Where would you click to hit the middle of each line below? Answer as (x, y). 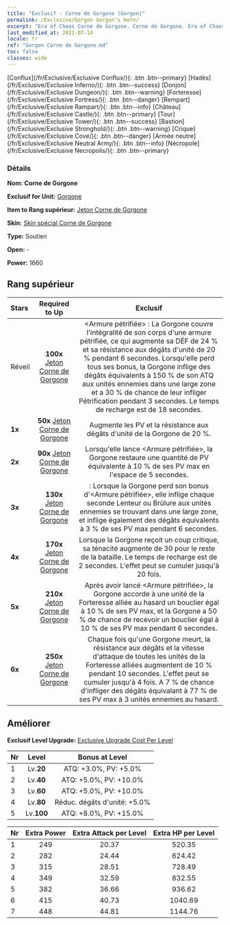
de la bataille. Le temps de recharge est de (149, 557)
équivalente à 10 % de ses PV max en (149, 466)
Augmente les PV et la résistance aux (149, 424)
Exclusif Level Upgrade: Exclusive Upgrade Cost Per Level (90, 740)
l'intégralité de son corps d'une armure (149, 332)
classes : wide (27, 58)
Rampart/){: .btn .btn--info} (113, 106)
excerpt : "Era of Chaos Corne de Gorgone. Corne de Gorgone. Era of (107, 26)
